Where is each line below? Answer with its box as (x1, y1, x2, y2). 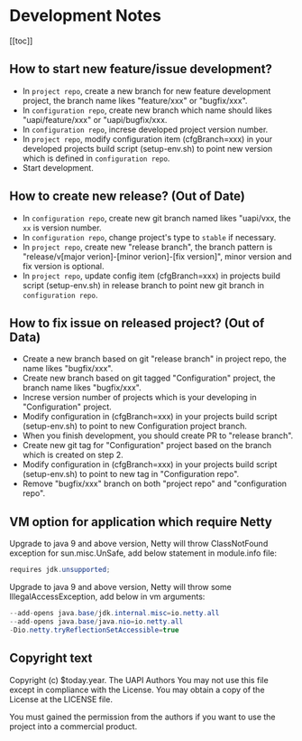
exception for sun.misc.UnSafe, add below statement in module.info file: (9, 548, 278, 558)
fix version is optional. (22, 260, 105, 271)
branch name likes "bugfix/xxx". (22, 382, 142, 393)
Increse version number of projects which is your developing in (22, 392, 257, 403)
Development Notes (9, 5, 162, 26)
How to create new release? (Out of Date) (9, 189, 246, 204)
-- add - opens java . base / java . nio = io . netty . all (9, 616, 183, 626)
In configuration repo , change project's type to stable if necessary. (22, 231, 277, 242)
